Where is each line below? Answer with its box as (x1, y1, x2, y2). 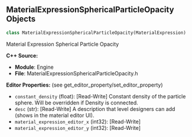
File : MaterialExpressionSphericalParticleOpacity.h (14, 69, 138, 77)
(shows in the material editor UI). (14, 111, 95, 119)
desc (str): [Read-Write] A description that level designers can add (14, 105, 175, 112)
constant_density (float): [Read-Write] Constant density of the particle (14, 93, 186, 100)
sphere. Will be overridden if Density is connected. (14, 99, 139, 106)
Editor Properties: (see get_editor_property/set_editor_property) (6, 81, 164, 88)
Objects (6, 14, 36, 24)
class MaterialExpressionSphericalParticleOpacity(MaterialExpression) (6, 30, 186, 36)
